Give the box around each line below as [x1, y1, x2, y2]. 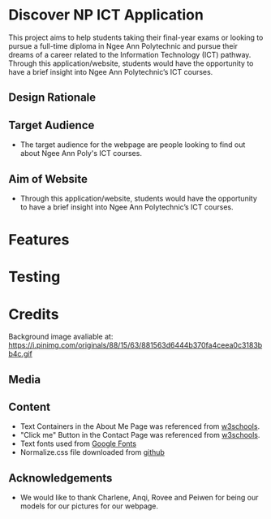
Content [8, 400, 51, 414]
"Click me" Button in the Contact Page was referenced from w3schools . [19, 430, 260, 440]
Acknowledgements [8, 471, 113, 485]
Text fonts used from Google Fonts [19, 439, 136, 448]
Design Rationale [8, 91, 97, 105]
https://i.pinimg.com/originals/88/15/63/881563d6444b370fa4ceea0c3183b [8, 340, 263, 350]
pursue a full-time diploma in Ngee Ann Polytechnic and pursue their [8, 41, 238, 50]
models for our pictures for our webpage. [19, 501, 159, 511]
